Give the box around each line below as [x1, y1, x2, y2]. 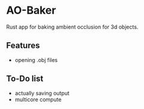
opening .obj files [14, 56, 58, 63]
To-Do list [6, 74, 44, 84]
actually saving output [14, 89, 70, 96]
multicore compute [14, 96, 62, 103]
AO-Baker [6, 4, 56, 17]
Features [6, 41, 40, 51]
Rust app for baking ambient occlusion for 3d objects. [6, 23, 139, 30]
